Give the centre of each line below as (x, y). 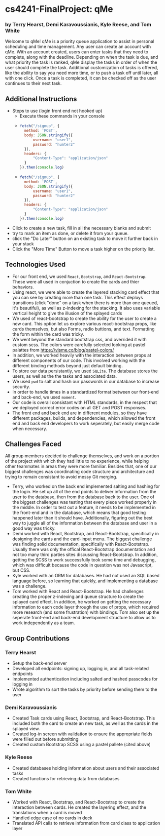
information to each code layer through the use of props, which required (85, 607)
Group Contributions (37, 638)
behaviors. (23, 287)
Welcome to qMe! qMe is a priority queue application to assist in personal (80, 41)
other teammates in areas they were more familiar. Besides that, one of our (81, 466)
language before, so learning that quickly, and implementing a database (85, 581)
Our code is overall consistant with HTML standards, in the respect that (84, 402)
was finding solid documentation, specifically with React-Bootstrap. (81, 544)
